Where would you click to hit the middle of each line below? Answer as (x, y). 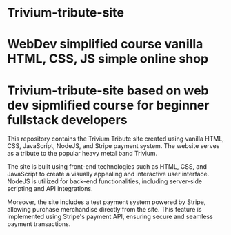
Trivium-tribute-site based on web (108, 90)
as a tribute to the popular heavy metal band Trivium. (82, 154)
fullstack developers (67, 120)
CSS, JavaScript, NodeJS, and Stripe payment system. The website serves (113, 146)
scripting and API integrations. (50, 189)
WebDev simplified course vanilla (105, 44)
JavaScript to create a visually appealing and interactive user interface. (108, 174)
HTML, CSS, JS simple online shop (108, 59)
